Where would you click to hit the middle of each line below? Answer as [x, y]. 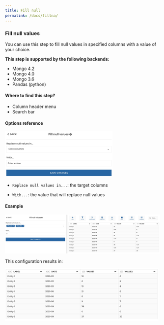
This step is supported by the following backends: [57, 59]
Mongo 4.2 [23, 69]
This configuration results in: [34, 261]
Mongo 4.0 [23, 73]
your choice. [18, 49]
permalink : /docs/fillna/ [31, 16]
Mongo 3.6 [23, 79]
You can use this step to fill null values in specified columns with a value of [81, 44]
